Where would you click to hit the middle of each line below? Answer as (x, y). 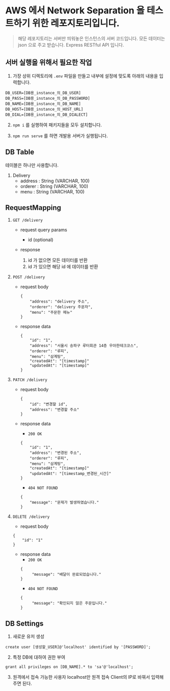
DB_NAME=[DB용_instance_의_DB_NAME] (43, 104)
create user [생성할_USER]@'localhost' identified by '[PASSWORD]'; (78, 647)
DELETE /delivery (31, 517)
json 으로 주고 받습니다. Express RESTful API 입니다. (71, 45)
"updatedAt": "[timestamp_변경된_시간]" (70, 474)
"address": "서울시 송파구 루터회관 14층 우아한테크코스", (84, 346)
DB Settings (25, 623)
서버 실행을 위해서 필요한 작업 (49, 63)
